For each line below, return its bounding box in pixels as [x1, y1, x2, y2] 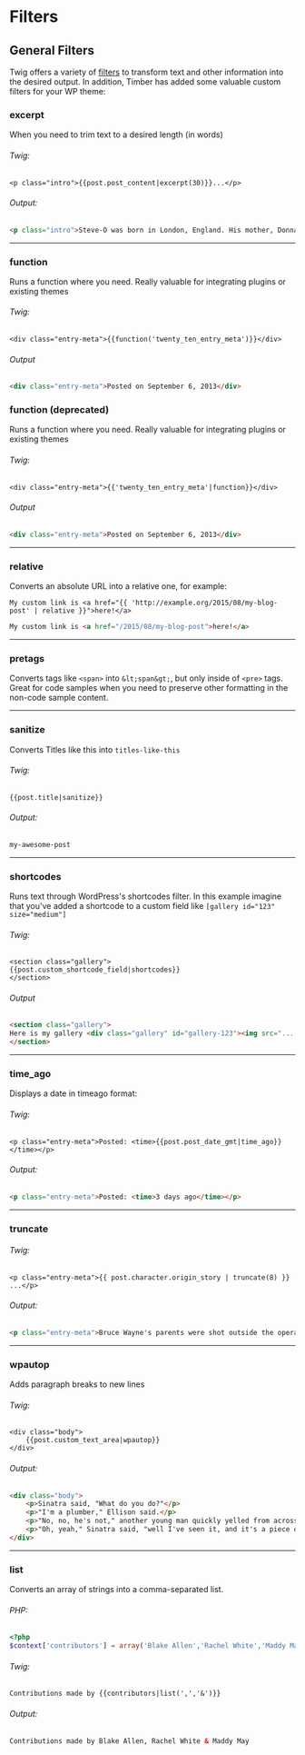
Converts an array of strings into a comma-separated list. [9, 1584, 224, 1595]
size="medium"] [9, 911, 67, 920]
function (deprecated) [9, 404, 110, 416]
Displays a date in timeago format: [9, 1088, 138, 1099]
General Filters [9, 43, 95, 58]
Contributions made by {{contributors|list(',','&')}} [9, 1689, 221, 1699]
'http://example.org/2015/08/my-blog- [131, 598, 279, 608]
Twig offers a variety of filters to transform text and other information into [9, 66, 284, 77]
